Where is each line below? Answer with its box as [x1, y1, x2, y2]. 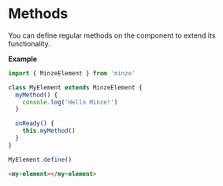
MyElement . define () [8, 155, 72, 163]
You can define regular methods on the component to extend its [8, 31, 216, 40]
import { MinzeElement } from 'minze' [8, 69, 136, 77]
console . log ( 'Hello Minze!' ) [22, 98, 118, 106]
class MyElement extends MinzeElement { [8, 83, 143, 91]
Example [8, 54, 38, 64]
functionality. [8, 38, 51, 48]
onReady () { [15, 119, 55, 128]
